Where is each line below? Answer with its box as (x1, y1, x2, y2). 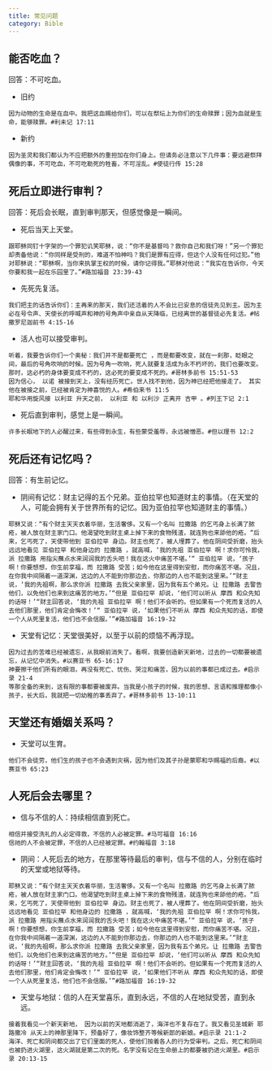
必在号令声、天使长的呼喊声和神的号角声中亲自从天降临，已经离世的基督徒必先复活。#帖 (8, 310, 260, 318)
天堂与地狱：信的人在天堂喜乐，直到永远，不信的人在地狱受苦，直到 (19, 992, 248, 1002)
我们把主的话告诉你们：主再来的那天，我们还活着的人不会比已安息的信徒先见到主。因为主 (8, 302, 262, 310)
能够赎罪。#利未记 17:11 (19, 119, 95, 127)
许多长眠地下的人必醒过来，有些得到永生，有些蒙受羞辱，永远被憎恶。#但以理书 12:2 (8, 428, 254, 436)
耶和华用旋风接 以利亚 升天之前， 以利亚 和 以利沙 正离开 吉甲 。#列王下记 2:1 (8, 395, 249, 403)
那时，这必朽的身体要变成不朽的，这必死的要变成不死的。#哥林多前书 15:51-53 (8, 369, 239, 377)
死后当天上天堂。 (19, 224, 78, 234)
